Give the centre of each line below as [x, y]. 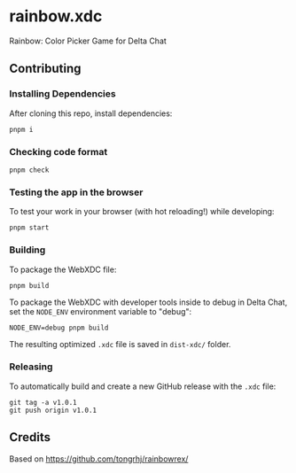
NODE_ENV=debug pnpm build [59, 328]
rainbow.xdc [56, 16]
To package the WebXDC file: [63, 269]
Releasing [31, 367]
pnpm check [29, 170]
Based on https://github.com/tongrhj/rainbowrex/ [99, 459]
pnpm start [29, 228]
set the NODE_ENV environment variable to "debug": [101, 311]
